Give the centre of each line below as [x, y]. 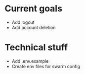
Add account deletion [34, 27]
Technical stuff [36, 48]
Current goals [34, 9]
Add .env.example [30, 61]
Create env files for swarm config [46, 66]
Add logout [23, 22]
